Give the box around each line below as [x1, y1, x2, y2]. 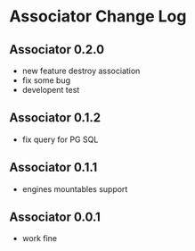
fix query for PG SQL [21, 134, 99, 145]
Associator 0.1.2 [9, 110, 101, 126]
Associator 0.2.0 [9, 42, 105, 57]
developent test [21, 85, 80, 95]
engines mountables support [21, 183, 128, 194]
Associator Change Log [9, 6, 187, 27]
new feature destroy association [21, 65, 141, 76]
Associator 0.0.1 [9, 210, 101, 225]
